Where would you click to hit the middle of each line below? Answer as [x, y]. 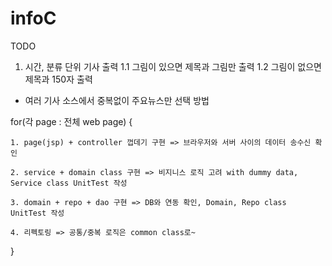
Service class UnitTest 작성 [69, 183]
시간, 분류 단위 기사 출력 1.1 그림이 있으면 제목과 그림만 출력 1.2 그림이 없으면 [173, 66]
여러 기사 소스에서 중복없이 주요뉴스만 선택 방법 [117, 100]
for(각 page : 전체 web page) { [71, 121]
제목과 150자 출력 [58, 79]
